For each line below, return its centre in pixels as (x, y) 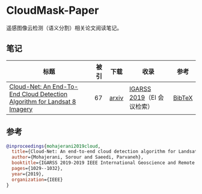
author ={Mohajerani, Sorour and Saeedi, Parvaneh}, (78, 157)
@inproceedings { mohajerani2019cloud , (54, 146)
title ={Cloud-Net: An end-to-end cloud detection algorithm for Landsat (105, 152)
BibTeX (183, 98)
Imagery (21, 109)
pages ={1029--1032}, (37, 169)
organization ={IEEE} (37, 180)
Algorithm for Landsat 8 (43, 102)
